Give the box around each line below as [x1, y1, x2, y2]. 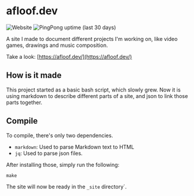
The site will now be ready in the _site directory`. [6, 183, 127, 190]
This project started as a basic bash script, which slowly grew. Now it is [6, 86, 181, 93]
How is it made [6, 70, 62, 81]
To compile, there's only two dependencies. [6, 132, 113, 139]
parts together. [6, 99, 43, 106]
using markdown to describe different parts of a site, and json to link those [6, 92, 188, 99]
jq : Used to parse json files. [14, 150, 83, 157]
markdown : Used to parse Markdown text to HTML [14, 143, 135, 150]
